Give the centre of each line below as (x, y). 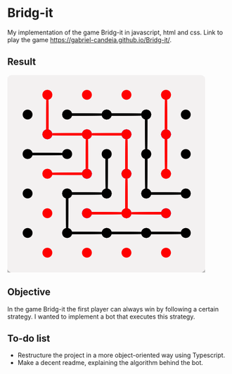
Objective (29, 292)
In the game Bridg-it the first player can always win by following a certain (113, 309)
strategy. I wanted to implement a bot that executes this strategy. (101, 316)
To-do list (29, 338)
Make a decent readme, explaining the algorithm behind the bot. (110, 363)
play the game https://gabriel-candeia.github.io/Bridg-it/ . (90, 39)
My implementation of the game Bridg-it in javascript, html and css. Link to (115, 32)
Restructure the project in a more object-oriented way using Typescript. (121, 355)
